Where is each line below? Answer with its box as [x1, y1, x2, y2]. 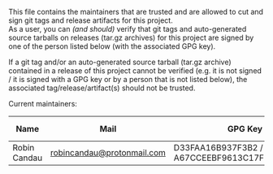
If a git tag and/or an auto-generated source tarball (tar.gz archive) [8, 57, 232, 67]
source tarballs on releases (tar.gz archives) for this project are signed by [8, 33, 254, 42]
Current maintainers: [8, 99, 77, 108]
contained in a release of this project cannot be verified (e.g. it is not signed [8, 66, 262, 76]
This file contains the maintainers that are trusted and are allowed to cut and [8, 7, 264, 16]
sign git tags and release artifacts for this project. [8, 15, 173, 25]
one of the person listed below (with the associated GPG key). [8, 41, 216, 51]
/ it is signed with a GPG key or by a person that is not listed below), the [8, 75, 248, 84]
